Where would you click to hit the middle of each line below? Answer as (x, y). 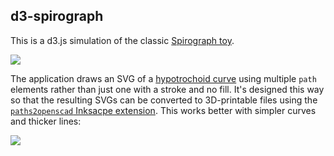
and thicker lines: (46, 121)
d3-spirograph (57, 16)
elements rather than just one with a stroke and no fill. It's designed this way (167, 89)
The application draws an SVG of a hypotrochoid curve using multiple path (163, 78)
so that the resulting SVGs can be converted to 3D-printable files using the (164, 100)
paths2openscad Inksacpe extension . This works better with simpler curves (163, 110)
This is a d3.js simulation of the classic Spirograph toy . (122, 40)
